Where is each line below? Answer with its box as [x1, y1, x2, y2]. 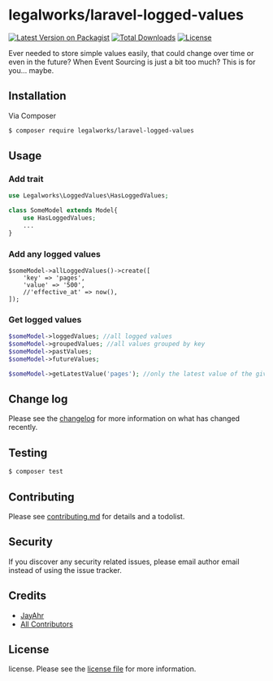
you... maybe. [8, 65, 54, 75]
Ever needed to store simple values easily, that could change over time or [8, 48, 254, 58]
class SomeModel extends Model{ [8, 206, 118, 215]
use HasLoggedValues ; [23, 214, 96, 223]
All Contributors [19, 619, 73, 629]
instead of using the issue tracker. [8, 565, 122, 575]
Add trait [8, 173, 44, 184]
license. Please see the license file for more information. [8, 664, 197, 674]
